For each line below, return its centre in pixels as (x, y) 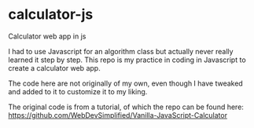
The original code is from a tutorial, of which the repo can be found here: (126, 107)
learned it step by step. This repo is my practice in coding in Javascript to (127, 60)
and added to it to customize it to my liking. (78, 91)
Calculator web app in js (47, 36)
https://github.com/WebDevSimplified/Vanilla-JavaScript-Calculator (118, 115)
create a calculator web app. (54, 68)
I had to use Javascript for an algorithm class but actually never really (121, 51)
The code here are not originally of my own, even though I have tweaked (126, 83)
